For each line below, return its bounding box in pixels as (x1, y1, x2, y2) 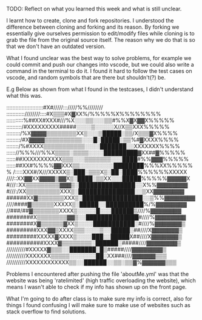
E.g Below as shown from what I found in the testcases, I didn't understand (6, 86, 194, 93)
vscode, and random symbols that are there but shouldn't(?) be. (6, 74, 166, 81)
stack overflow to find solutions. (6, 308, 87, 315)
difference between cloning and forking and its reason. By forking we (6, 24, 180, 30)
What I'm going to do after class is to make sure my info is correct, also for (6, 295, 193, 302)
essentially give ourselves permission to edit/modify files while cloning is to (6, 30, 195, 37)
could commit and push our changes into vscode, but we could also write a (6, 61, 194, 68)
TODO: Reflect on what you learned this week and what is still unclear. (6, 5, 182, 12)
